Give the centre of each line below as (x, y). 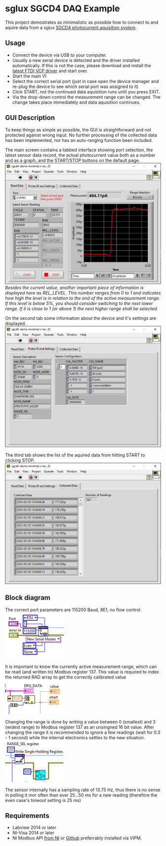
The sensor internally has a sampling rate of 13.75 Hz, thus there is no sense (83, 790)
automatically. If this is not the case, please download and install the (82, 65)
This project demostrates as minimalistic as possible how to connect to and (82, 22)
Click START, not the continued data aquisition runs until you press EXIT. (86, 91)
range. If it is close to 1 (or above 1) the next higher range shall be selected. (82, 308)
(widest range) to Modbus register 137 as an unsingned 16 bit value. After (80, 727)
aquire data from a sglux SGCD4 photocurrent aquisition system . (71, 27)
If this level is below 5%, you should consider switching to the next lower (79, 303)
